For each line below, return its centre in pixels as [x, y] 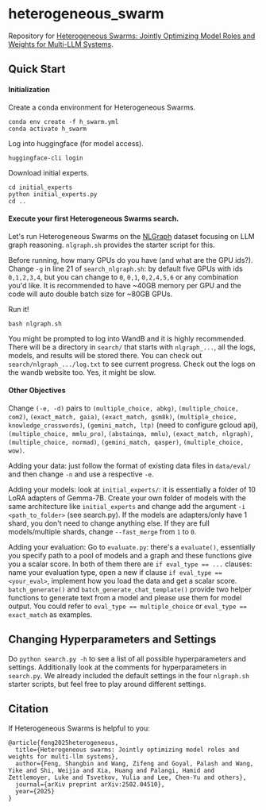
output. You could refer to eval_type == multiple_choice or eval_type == [128, 606]
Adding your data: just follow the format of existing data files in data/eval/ [130, 465]
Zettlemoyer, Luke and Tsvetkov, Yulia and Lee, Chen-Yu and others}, [127, 777]
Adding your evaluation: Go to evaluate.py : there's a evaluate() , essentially [132, 547]
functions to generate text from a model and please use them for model [125, 597]
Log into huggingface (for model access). [76, 143]
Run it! [19, 309]
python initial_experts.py [53, 194]
